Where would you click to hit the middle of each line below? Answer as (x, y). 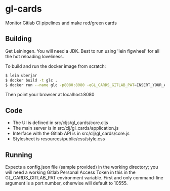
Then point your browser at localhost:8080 (50, 95)
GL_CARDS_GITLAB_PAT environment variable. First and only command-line (84, 178)
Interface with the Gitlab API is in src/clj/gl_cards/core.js (71, 133)
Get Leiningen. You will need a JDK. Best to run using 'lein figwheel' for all (82, 51)
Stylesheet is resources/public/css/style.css (59, 139)
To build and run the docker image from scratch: (56, 66)
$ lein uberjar (21, 75)
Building (18, 39)
